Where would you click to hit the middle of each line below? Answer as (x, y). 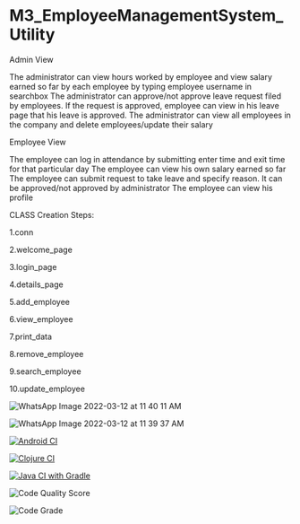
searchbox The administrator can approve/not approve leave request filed (146, 96)
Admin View (31, 59)
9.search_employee (46, 371)
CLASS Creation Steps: (52, 214)
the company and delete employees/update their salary (111, 124)
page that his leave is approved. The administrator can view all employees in (150, 115)
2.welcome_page (41, 249)
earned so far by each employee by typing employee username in (131, 86)
